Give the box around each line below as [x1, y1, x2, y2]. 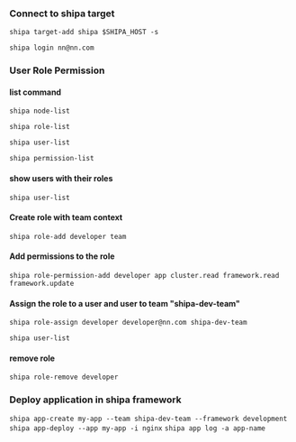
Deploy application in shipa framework [9, 393, 182, 406]
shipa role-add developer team [9, 232, 127, 241]
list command [9, 87, 61, 97]
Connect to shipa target [9, 7, 115, 20]
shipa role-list [9, 123, 70, 132]
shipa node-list [9, 106, 70, 115]
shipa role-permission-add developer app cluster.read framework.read [9, 272, 280, 281]
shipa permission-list [9, 154, 94, 163]
